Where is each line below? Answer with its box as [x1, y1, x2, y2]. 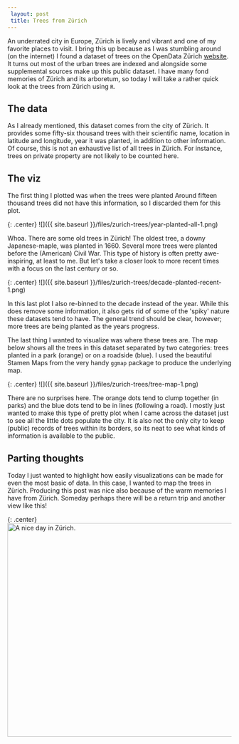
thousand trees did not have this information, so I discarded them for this [7, 199, 221, 207]
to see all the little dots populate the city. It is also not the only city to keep [7, 416, 225, 425]
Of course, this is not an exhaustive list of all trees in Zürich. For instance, [7, 144, 223, 153]
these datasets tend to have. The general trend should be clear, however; [7, 315, 222, 323]
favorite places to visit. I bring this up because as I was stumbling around [7, 44, 221, 53]
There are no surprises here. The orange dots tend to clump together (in [7, 394, 219, 402]
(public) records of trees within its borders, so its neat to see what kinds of [7, 424, 226, 433]
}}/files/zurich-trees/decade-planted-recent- [90, 278, 222, 287]
